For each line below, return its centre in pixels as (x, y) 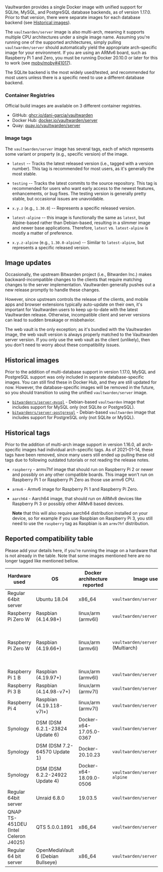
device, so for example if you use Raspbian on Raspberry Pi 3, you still (82, 518)
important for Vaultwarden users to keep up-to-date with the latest (72, 310)
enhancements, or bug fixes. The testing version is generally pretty (79, 193)
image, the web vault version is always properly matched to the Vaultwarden (81, 334)
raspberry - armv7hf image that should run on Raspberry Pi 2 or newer (83, 470)
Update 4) (48, 781)
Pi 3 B (14, 691)
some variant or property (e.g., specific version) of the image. (67, 154)
